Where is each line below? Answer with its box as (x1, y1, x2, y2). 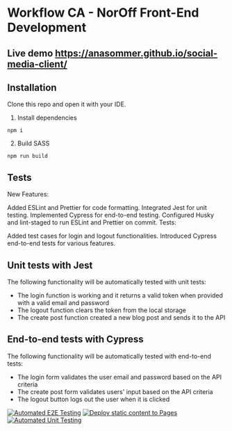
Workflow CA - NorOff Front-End (7, 5, 199, 21)
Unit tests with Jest (7, 259, 93, 271)
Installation (7, 81, 57, 93)
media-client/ (7, 58, 67, 70)
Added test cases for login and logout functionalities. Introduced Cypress (7, 231, 217, 241)
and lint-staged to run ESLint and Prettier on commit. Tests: (7, 218, 177, 227)
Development (7, 19, 87, 35)
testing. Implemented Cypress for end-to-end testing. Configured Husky (7, 211, 214, 220)
